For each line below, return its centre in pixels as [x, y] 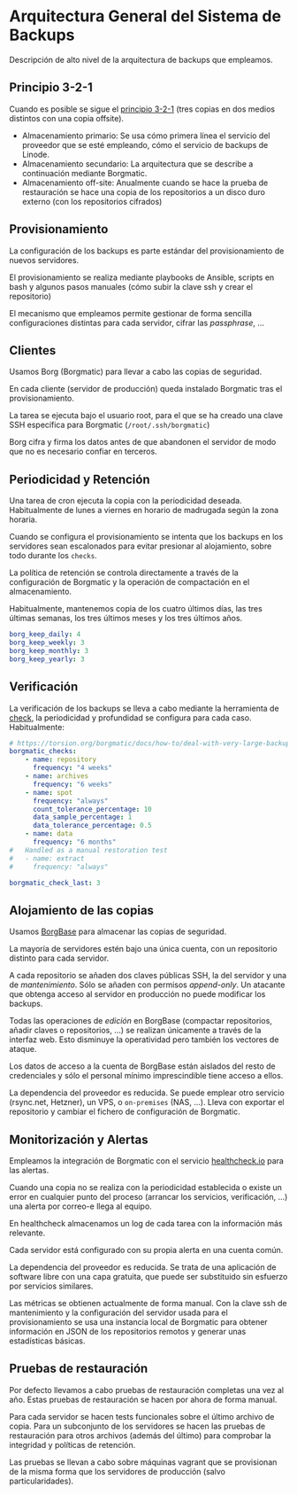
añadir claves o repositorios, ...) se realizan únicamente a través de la [135, 1031]
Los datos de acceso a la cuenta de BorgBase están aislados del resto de [142, 1066]
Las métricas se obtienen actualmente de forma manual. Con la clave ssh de [148, 1303]
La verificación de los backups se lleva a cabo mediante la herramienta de [145, 708]
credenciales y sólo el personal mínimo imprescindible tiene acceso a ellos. [146, 1076]
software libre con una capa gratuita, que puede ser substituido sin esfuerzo [148, 1277]
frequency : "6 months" [74, 842]
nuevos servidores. [44, 260]
